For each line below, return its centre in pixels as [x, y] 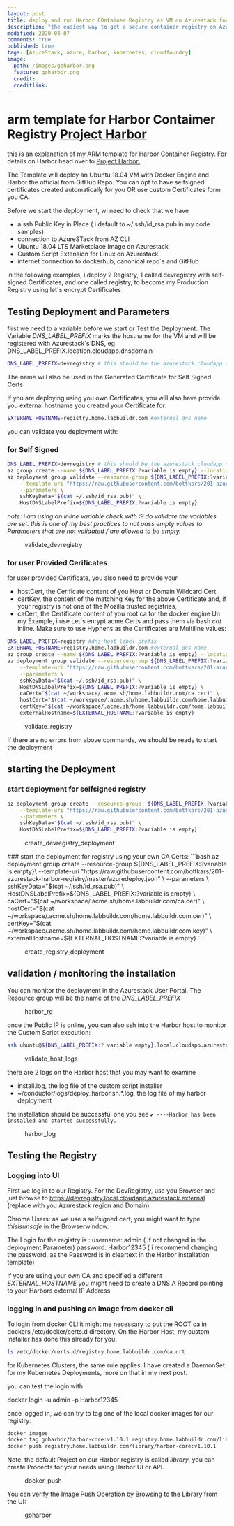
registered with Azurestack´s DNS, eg [61, 343]
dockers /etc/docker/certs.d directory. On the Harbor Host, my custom [109, 1331]
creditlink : [31, 85]
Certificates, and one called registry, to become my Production [118, 282]
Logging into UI [33, 1176]
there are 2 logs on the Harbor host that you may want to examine [102, 1072]
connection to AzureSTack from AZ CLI [73, 239]
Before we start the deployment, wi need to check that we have [98, 211]
